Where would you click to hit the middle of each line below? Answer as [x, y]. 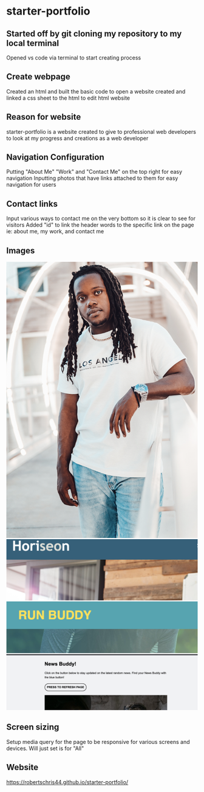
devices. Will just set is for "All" [45, 748]
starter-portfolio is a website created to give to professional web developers [101, 131]
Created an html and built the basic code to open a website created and [96, 91]
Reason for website [44, 117]
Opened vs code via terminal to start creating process [74, 58]
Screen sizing [33, 727]
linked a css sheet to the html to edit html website [68, 98]
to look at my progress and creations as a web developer [77, 138]
